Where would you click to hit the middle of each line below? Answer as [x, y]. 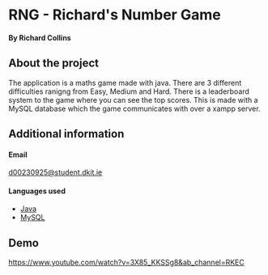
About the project [54, 63]
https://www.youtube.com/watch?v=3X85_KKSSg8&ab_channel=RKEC [127, 262]
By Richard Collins [40, 37]
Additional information [66, 134]
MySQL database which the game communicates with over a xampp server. [134, 108]
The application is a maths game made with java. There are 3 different [125, 82]
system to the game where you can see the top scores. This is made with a [133, 99]
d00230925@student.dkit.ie [55, 172]
